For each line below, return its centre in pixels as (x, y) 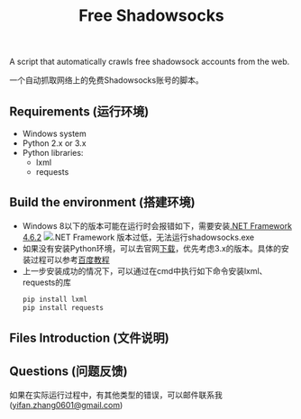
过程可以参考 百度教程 (70, 260)
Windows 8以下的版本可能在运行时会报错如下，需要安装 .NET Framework (157, 225)
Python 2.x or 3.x (55, 143)
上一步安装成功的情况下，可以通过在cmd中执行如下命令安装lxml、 (145, 270)
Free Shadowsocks (151, 16)
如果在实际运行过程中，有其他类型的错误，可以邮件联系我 (116, 395)
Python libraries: (53, 153)
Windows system (55, 133)
